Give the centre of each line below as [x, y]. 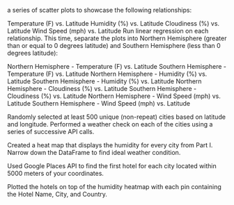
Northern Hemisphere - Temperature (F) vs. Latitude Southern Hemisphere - [117, 66]
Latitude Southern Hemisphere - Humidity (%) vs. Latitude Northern [104, 81]
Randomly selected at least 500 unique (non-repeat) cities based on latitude [117, 117]
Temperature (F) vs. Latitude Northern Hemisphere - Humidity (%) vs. [107, 74]
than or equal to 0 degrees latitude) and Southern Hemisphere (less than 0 [114, 46]
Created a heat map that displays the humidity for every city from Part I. [110, 145]
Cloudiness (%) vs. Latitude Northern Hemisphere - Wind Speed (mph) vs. [114, 96]
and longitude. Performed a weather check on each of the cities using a [110, 124]
